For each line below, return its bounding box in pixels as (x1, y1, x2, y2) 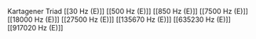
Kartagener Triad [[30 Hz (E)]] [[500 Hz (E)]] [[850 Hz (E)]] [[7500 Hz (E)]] (7, 7, 249, 16)
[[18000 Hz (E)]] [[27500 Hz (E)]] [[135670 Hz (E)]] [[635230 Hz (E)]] (7, 15, 231, 24)
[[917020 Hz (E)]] (7, 23, 64, 32)
